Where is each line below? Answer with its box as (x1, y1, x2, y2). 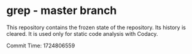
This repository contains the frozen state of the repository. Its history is (6, 24, 186, 31)
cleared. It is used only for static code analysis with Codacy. (6, 30, 158, 37)
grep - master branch (6, 4, 117, 18)
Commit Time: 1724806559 (6, 42, 75, 49)
